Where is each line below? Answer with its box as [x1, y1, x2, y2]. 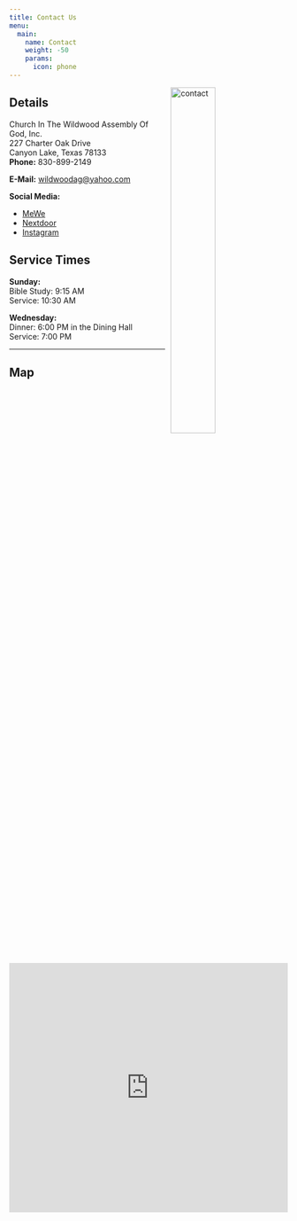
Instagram [21, 227, 59, 238]
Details [9, 95, 49, 111]
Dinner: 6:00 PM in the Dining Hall [9, 321, 133, 333]
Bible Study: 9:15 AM [9, 286, 85, 296]
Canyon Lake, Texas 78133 [9, 147, 107, 158]
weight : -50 [25, 46, 69, 55]
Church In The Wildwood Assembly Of [9, 119, 148, 129]
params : [25, 54, 53, 63]
